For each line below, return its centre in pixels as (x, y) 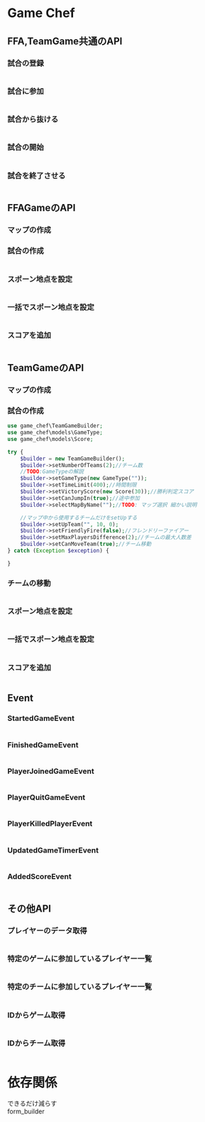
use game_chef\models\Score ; (50, 439)
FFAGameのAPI (41, 208)
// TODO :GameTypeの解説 (52, 472)
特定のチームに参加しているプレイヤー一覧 (80, 987)
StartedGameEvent (41, 718)
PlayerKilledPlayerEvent (50, 824)
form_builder (26, 1111)
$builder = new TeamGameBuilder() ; (73, 459)
